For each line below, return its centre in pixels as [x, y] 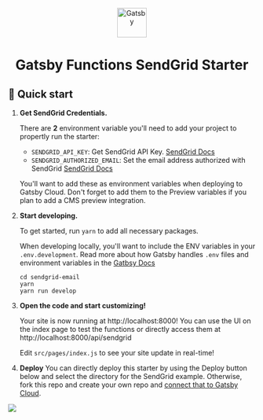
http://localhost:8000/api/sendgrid [75, 337]
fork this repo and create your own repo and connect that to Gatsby [129, 385]
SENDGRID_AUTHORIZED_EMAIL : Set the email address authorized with [138, 160]
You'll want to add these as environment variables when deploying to [131, 184]
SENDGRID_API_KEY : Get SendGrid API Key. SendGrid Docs [123, 152]
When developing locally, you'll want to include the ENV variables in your [137, 246]
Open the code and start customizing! [83, 306]
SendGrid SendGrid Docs [72, 168]
